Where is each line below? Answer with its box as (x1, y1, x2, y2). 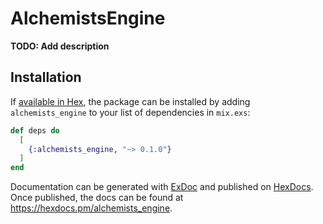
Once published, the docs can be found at (10, 192, 184, 204)
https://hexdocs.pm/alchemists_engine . (10, 202, 173, 214)
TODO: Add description (10, 40, 110, 52)
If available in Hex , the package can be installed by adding (10, 95, 251, 107)
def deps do (10, 125, 60, 136)
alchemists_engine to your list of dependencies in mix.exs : (10, 106, 251, 118)
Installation (10, 69, 82, 86)
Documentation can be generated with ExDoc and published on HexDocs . (10, 181, 314, 193)
